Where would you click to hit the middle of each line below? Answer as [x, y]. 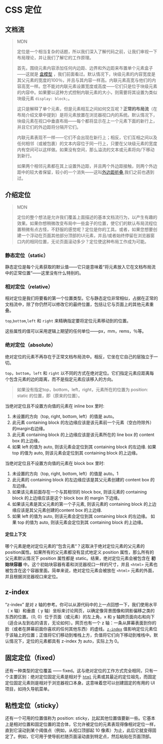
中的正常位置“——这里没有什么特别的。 [44, 273]
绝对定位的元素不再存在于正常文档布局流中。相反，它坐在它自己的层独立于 [79, 357]
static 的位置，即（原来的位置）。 [49, 396]
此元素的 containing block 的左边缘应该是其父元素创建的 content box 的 [83, 479]
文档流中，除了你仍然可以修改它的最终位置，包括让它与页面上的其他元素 [77, 305]
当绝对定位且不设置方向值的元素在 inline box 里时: [55, 406]
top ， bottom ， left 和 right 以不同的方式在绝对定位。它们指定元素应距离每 [80, 373]
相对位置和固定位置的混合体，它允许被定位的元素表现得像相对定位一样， [86, 725]
